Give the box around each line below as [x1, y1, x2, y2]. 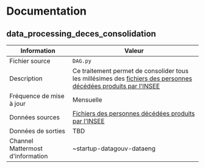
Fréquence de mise [9, 92, 65, 100]
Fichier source [9, 57, 51, 65]
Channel [9, 137, 34, 145]
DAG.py [72, 58, 92, 65]
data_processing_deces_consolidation [6, 29, 157, 39]
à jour [9, 99, 26, 108]
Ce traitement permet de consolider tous [72, 67, 189, 75]
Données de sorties [9, 127, 66, 135]
